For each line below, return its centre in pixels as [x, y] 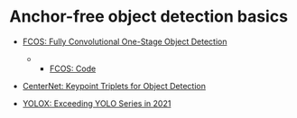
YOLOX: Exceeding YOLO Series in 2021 [97, 103]
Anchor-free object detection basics [149, 17]
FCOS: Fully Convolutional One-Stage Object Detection [125, 41]
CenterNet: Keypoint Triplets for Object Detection [114, 86]
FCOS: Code [73, 68]
